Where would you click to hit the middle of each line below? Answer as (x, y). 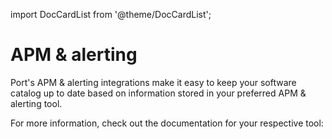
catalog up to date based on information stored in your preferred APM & (158, 93)
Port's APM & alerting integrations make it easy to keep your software (153, 82)
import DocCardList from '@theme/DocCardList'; (111, 14)
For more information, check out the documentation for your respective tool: (167, 123)
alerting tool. (36, 103)
